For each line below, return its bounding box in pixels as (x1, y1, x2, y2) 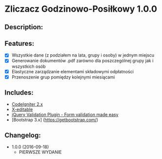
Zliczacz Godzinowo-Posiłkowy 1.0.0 (4, 3, 157, 15)
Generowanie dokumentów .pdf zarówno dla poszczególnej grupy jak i (11, 58, 154, 64)
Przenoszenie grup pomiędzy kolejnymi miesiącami (11, 74, 115, 80)
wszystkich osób (11, 63, 46, 69)
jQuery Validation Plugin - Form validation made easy (11, 112, 119, 118)
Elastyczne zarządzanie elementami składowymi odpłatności (11, 68, 134, 74)
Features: (4, 39, 35, 47)
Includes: (4, 89, 34, 97)
